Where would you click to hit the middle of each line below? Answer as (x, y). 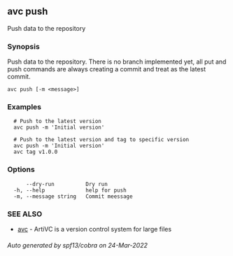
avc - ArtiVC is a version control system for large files (94, 229)
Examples (24, 107)
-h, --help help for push (70, 190)
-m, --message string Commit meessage (73, 196)
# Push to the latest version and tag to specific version (101, 140)
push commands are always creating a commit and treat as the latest (107, 69)
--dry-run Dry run (67, 184)
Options (21, 169)
